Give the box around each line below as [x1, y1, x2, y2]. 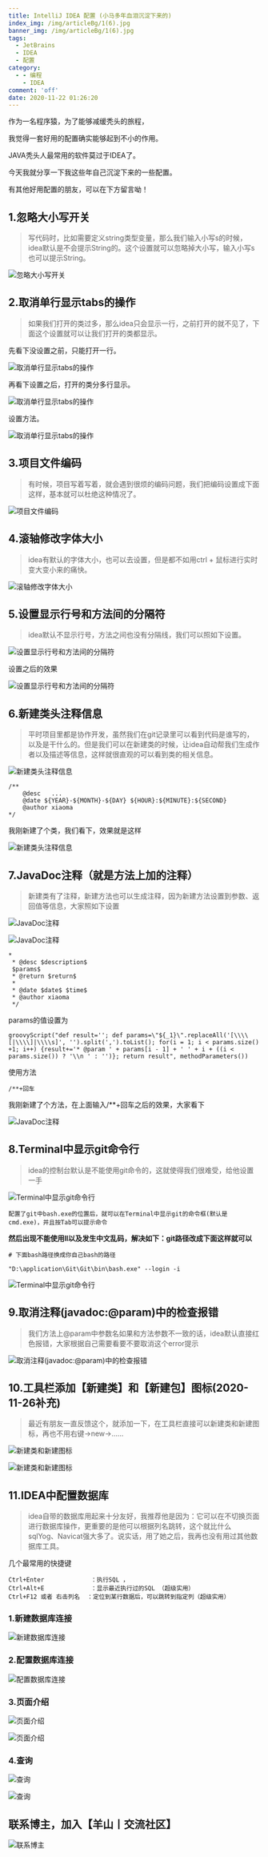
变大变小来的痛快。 [27, 565, 92, 574]
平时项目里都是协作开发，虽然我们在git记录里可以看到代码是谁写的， [27, 730, 254, 739]
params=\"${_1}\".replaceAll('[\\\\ [126, 1031, 249, 1039]
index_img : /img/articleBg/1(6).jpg [8, 19, 130, 27]
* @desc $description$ [11, 958, 88, 966]
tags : [8, 34, 26, 42]
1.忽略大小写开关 [8, 210, 90, 224]
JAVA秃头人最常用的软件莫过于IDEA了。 [8, 151, 140, 160]
